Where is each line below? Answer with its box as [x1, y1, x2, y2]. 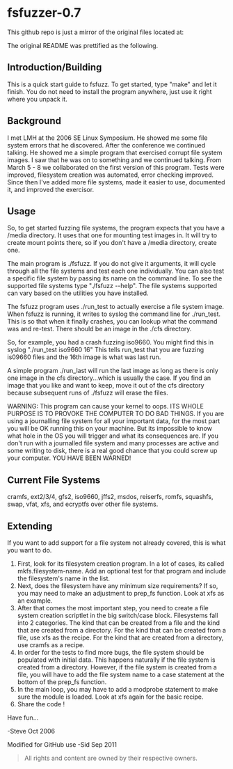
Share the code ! [17, 700, 65, 708]
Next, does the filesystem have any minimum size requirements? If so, [17, 582, 218, 589]
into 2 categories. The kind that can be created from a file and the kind [17, 619, 220, 627]
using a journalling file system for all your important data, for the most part [7, 417, 220, 425]
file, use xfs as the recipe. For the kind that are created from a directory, [17, 633, 224, 642]
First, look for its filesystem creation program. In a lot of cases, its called [17, 560, 225, 568]
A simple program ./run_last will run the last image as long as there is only [7, 367, 219, 375]
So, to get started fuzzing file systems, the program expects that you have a [7, 224, 225, 232]
